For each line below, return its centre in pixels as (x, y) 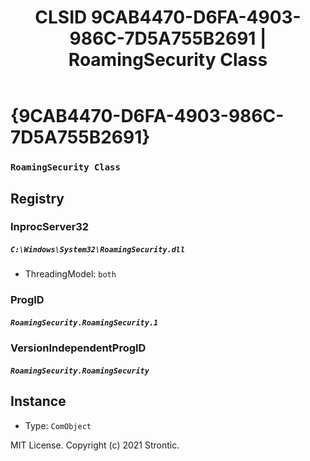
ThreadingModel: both (70, 274)
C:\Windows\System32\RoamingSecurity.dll (98, 250)
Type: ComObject (58, 425)
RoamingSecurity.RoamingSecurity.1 (84, 322)
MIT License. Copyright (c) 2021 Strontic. (95, 445)
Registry (37, 198)
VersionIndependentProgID (78, 348)
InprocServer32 (50, 227)
